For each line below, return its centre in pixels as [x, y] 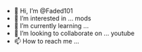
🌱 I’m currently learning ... [51, 26]
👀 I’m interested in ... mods [52, 18]
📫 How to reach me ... [46, 41]
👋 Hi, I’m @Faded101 [43, 11]
